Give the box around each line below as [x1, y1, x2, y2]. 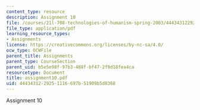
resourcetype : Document [6, 70, 65, 76]
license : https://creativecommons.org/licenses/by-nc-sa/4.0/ [6, 42, 164, 48]
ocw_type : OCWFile [6, 48, 52, 54]
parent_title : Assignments [6, 53, 73, 59]
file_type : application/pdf [6, 25, 76, 32]
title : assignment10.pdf [6, 75, 68, 81]
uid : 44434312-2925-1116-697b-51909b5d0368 [6, 81, 116, 87]
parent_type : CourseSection [6, 58, 76, 64]
